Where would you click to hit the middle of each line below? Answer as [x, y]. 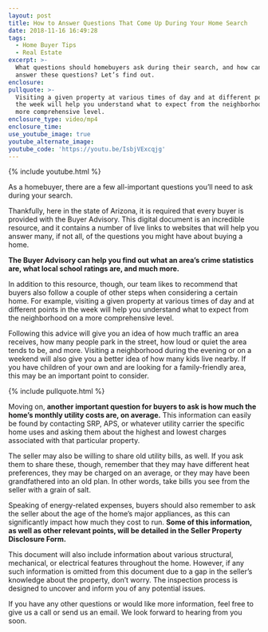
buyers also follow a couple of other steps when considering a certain [123, 292]
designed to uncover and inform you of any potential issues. [107, 589]
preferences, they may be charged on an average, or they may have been [129, 473]
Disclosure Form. [37, 540]
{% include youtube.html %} [55, 171]
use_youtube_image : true [49, 134]
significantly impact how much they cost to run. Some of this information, [130, 522]
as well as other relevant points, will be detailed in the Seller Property [125, 531]
